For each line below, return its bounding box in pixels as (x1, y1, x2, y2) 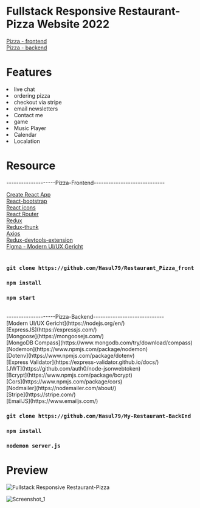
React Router (6, 210, 39, 217)
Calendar (14, 131, 37, 138)
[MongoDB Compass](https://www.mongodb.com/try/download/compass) (6, 339, 193, 346)
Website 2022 (36, 17, 110, 31)
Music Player (14, 124, 47, 132)
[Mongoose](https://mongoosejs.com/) (6, 332, 105, 339)
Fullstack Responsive (6, 4, 117, 18)
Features (6, 65, 52, 79)
